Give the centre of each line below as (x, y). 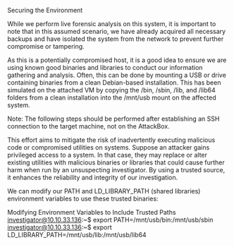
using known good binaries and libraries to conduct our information (105, 67)
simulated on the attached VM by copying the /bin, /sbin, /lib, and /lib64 (112, 90)
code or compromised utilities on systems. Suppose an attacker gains (109, 147)
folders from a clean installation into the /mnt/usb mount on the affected (112, 97)
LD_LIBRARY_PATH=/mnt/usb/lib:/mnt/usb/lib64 (77, 235)
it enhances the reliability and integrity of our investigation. (93, 177)
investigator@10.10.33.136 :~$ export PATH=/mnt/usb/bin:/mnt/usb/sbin (110, 220)
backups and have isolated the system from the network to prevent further (116, 39)
